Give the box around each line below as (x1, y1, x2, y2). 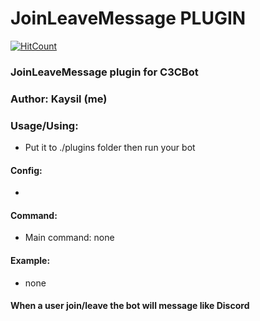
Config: (10, 164, 43, 176)
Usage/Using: (10, 118, 79, 132)
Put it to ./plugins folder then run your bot (24, 142, 196, 154)
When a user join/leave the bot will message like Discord (10, 300, 250, 312)
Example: (10, 255, 51, 267)
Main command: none (24, 232, 115, 244)
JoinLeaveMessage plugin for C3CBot (10, 65, 199, 79)
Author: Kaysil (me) (10, 92, 108, 106)
